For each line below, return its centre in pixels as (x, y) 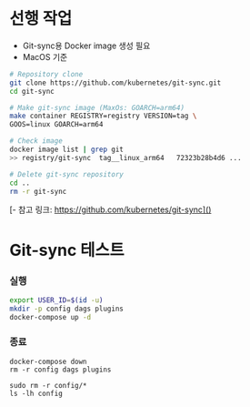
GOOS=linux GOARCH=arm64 (56, 125)
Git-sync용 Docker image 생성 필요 (86, 46)
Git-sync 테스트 (67, 250)
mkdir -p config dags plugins (67, 309)
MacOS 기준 (45, 56)
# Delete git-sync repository (67, 174)
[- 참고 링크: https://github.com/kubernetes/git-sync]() (110, 209)
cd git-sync (32, 91)
